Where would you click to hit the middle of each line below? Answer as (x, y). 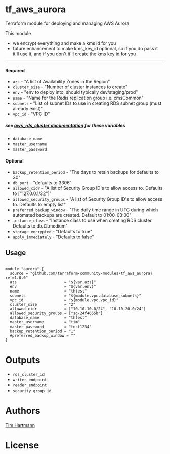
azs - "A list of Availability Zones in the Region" (61, 82)
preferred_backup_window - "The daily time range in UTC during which (85, 210)
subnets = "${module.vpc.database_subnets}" (76, 296)
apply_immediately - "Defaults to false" (53, 237)
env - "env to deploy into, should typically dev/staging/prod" (75, 92)
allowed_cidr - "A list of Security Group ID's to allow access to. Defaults (88, 188)
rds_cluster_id (29, 375)
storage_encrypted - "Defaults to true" (52, 232)
